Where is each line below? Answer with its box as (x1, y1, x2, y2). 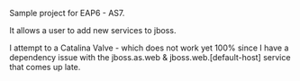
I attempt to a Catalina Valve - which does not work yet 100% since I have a (9, 42, 289, 53)
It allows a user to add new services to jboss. (9, 25, 177, 35)
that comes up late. (9, 62, 81, 72)
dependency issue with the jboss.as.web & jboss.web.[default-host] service (9, 52, 291, 62)
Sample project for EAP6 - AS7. (9, 8, 125, 18)
